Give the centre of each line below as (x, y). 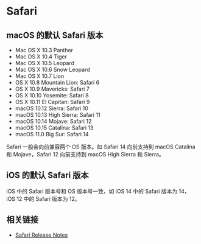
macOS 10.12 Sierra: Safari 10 (51, 108)
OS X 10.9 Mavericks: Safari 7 (52, 89)
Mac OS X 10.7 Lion (40, 76)
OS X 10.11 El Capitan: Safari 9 (52, 102)
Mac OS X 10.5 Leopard (45, 63)
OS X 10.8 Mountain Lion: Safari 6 (57, 82)
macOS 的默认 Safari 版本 (55, 35)
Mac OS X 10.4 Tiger (41, 57)
